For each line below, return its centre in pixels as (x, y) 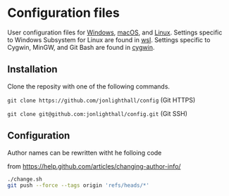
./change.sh (25, 179)
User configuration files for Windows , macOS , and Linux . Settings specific (115, 32)
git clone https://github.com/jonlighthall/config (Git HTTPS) (101, 100)
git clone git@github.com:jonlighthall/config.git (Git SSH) (98, 113)
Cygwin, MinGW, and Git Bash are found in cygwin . (81, 47)
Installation (32, 69)
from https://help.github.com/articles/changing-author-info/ (94, 166)
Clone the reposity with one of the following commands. (89, 86)
